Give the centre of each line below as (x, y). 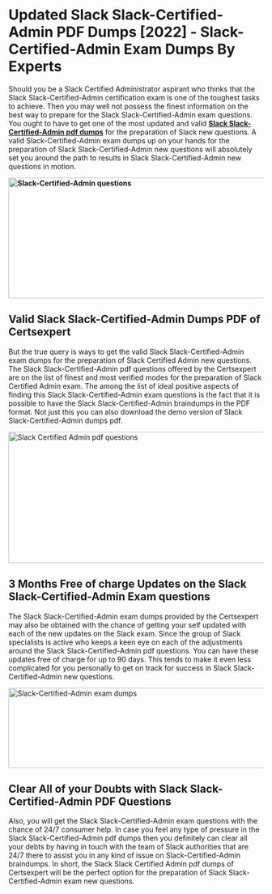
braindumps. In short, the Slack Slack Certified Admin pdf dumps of (121, 864)
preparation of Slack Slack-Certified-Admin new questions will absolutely (130, 149)
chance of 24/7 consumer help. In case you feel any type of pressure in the (134, 830)
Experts (35, 67)
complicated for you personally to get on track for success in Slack (120, 668)
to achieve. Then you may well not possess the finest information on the (128, 106)
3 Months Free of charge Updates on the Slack (127, 584)
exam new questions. (99, 881)
